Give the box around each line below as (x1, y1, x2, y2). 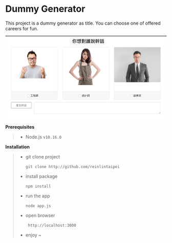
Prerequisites (5, 124, 35, 130)
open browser (25, 212, 55, 218)
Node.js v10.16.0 (25, 134, 62, 140)
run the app (25, 193, 50, 199)
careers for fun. (5, 25, 38, 31)
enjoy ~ (25, 232, 42, 238)
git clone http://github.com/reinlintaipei (25, 164, 120, 169)
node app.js (25, 203, 51, 208)
